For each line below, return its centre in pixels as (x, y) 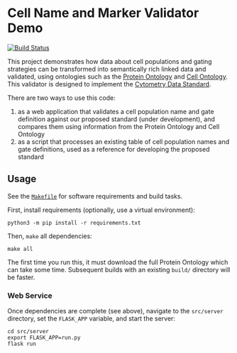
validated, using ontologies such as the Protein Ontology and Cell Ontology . (118, 77)
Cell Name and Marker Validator (103, 13)
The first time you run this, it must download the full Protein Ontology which (118, 262)
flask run (22, 344)
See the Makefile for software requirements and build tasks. (95, 196)
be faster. (21, 277)
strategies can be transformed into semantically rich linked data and (107, 69)
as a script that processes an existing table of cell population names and (123, 141)
